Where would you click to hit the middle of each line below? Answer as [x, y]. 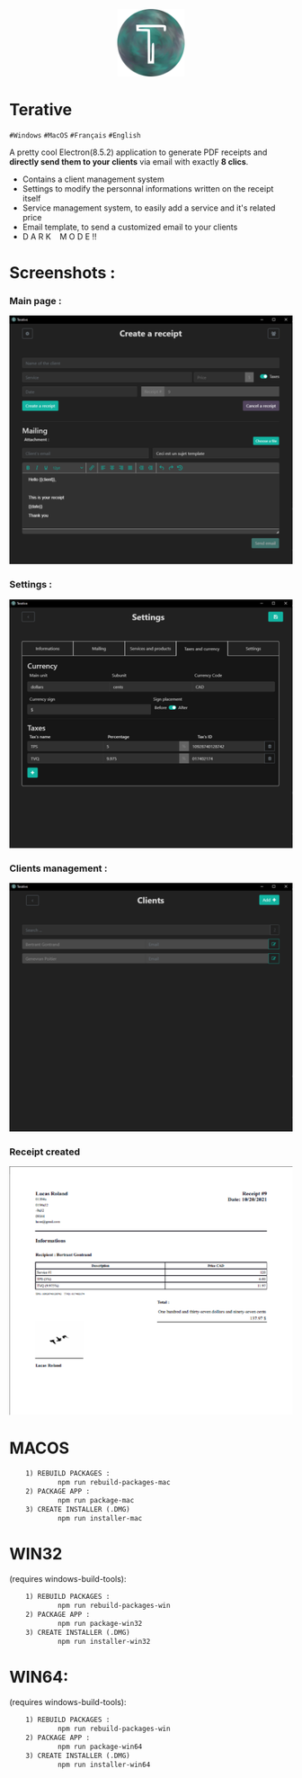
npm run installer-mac [100, 1519]
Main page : [36, 301]
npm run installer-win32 [104, 1642]
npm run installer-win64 [104, 1765]
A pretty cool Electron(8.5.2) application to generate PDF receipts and [138, 152]
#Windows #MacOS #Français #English [75, 135]
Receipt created [45, 1152]
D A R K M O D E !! [59, 236]
